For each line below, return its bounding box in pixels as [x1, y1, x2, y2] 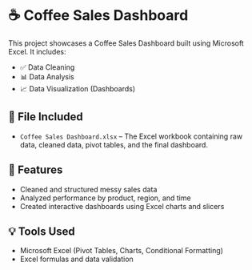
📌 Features [8, 163, 63, 177]
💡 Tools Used [8, 224, 76, 238]
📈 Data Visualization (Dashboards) [19, 83, 136, 93]
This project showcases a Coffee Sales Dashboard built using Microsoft [8, 38, 244, 48]
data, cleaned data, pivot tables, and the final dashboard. [19, 139, 208, 149]
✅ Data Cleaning [19, 62, 75, 72]
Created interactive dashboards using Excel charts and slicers [19, 201, 225, 211]
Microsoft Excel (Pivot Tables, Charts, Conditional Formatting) [19, 246, 224, 256]
